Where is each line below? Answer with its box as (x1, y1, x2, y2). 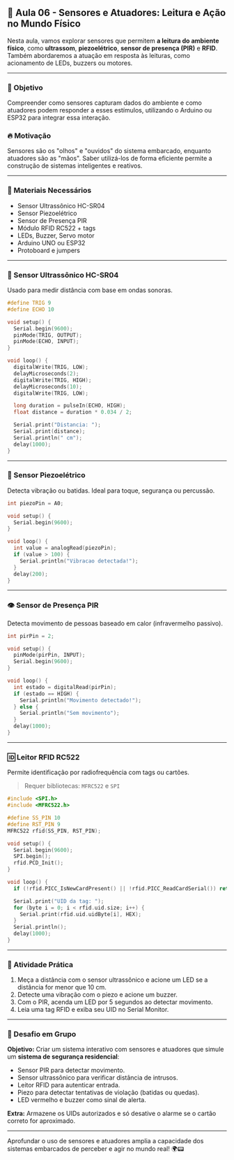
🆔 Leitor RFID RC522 (7, 752, 80, 762)
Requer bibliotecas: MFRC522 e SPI (24, 782, 120, 790)
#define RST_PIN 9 (7, 820, 61, 828)
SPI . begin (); (13, 853, 52, 860)
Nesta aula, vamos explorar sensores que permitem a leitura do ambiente (7, 36, 219, 45)
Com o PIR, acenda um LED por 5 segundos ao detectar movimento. (17, 998, 214, 1006)
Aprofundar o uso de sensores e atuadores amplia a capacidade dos (7, 1137, 204, 1145)
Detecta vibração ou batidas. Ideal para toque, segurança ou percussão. (7, 486, 215, 495)
